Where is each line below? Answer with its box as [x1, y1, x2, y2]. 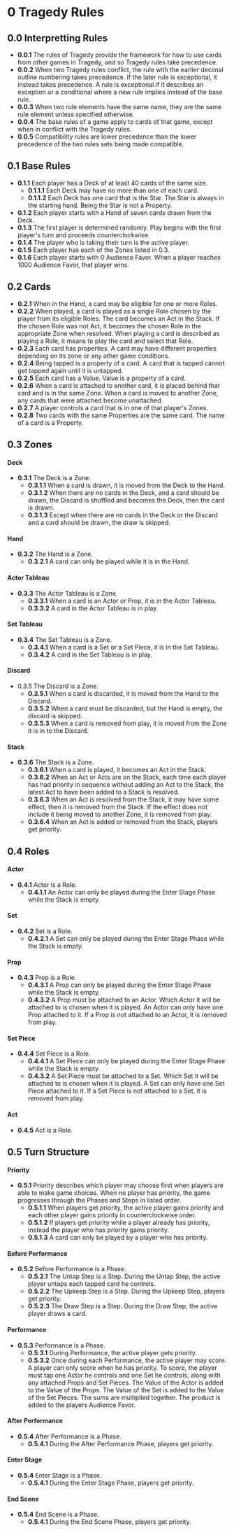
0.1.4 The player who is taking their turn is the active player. [17, 238, 190, 246]
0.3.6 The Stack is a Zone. [17, 758, 94, 766]
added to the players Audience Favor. [27, 1401, 136, 1409]
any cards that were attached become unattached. [17, 396, 163, 405]
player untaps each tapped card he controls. [27, 1280, 156, 1288]
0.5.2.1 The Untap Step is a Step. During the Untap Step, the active [27, 1272, 221, 1281]
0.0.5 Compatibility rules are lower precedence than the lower [17, 132, 197, 141]
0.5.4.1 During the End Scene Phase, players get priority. [27, 1518, 191, 1526]
